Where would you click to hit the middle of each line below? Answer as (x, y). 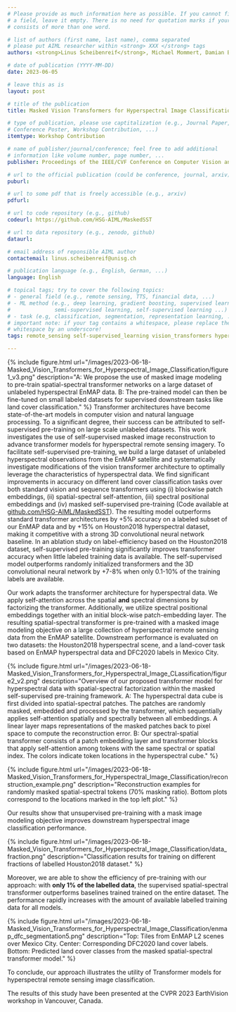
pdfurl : (19, 201)
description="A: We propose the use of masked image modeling (130, 377)
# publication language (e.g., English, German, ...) (88, 271)
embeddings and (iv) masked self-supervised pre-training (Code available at (118, 504)
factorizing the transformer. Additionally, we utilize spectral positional (107, 607)
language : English (34, 278)
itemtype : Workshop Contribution (56, 137)
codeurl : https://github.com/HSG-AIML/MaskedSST (80, 220)
